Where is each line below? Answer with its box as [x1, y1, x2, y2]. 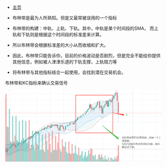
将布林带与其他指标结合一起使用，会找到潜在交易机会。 [12, 69, 126, 75]
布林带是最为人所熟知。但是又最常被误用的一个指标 [12, 15, 117, 21]
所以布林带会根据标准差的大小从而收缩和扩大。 [12, 42, 108, 48]
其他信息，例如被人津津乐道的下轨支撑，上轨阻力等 [12, 59, 117, 64]
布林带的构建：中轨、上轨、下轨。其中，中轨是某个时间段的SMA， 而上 [12, 25, 159, 31]
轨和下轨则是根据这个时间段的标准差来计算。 [12, 32, 104, 37]
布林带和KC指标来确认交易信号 [5, 80, 68, 86]
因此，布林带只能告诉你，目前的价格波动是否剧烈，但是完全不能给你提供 [12, 53, 161, 58]
